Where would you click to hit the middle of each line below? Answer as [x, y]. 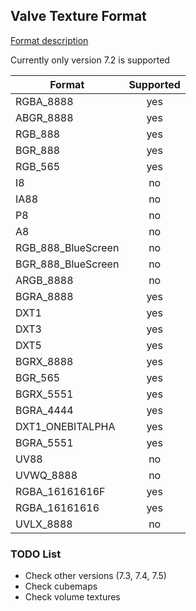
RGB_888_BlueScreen [67, 247]
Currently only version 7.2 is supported [90, 60]
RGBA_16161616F [60, 491]
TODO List [36, 554]
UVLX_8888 [44, 524]
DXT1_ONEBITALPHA [65, 426]
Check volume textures [72, 597]
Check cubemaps [61, 586]
